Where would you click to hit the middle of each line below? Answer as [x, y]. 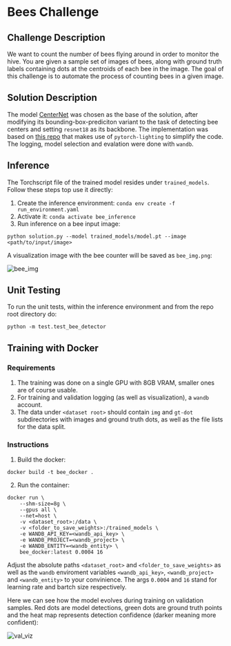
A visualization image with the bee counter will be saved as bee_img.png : [110, 255]
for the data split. [41, 427]
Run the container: [43, 485]
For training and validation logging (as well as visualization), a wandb [113, 397]
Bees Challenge [53, 12]
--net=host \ [38, 516]
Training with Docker [53, 348]
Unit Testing [34, 291]
